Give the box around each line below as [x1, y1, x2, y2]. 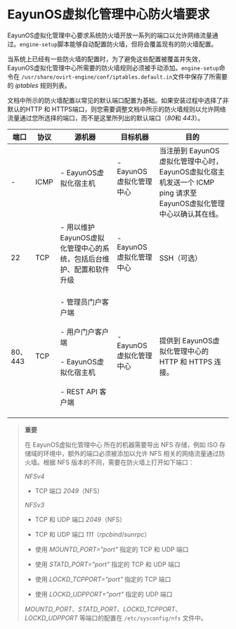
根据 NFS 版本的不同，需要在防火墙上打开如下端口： [43, 458, 195, 466]
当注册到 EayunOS [159, 146, 220, 155]
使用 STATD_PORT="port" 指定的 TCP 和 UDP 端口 [34, 560, 181, 568]
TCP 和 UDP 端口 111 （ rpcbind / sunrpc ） [34, 530, 151, 538]
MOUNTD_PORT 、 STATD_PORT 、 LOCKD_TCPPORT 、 [24, 604, 182, 613]
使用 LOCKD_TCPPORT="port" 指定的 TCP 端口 [34, 575, 171, 583]
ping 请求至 [159, 188, 197, 198]
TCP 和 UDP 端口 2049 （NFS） [34, 515, 126, 523]
